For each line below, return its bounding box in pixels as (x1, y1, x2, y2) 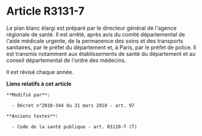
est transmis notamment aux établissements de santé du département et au (6, 50, 196, 57)
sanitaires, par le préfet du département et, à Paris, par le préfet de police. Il (6, 44, 197, 51)
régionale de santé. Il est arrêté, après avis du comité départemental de (6, 30, 186, 38)
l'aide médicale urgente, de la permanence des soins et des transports (6, 37, 184, 44)
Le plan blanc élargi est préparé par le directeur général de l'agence (6, 24, 177, 32)
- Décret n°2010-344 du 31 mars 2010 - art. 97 (12, 102, 135, 109)
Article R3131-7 (6, 4, 85, 18)
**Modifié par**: (6, 92, 50, 98)
